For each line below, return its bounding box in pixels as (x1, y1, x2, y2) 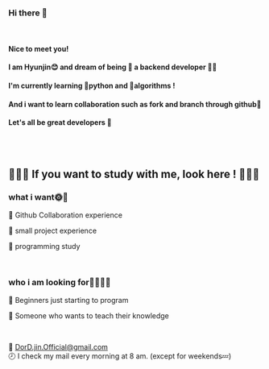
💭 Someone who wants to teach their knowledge (8, 310, 169, 321)
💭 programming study (8, 241, 81, 251)
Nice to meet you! (8, 44, 69, 53)
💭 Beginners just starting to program (8, 295, 129, 305)
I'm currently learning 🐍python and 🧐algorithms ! (8, 81, 176, 91)
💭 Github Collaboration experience (8, 209, 123, 220)
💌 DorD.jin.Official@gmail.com (8, 342, 109, 351)
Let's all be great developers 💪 (8, 118, 112, 127)
